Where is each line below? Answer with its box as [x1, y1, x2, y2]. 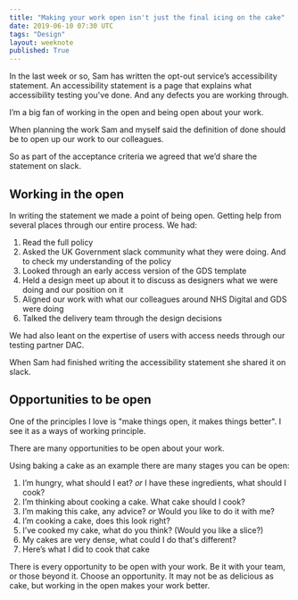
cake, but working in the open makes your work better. [9, 579, 211, 590]
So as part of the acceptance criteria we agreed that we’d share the [9, 151, 257, 162]
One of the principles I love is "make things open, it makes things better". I [9, 416, 282, 427]
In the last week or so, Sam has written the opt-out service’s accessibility [9, 71, 278, 81]
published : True [9, 46, 70, 55]
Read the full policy [21, 237, 94, 247]
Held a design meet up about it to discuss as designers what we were [21, 274, 278, 286]
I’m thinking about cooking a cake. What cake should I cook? [21, 496, 245, 507]
